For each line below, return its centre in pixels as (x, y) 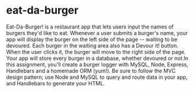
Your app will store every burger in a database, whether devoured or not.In (97, 58)
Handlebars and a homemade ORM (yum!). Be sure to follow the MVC (91, 70)
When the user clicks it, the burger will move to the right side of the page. (96, 52)
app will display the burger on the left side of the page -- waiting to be (92, 39)
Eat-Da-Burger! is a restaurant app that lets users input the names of (90, 27)
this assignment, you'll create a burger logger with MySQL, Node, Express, (97, 64)
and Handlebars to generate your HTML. (55, 83)
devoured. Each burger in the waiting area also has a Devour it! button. (93, 46)
